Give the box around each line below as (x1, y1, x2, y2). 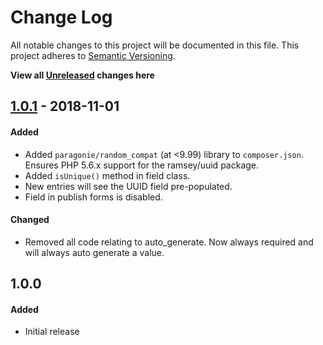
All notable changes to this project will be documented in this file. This (10, 39, 300, 51)
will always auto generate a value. (24, 246, 165, 258)
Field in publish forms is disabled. (24, 191, 163, 203)
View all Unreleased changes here (10, 69, 155, 81)
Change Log (10, 6, 113, 29)
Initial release (24, 326, 80, 338)
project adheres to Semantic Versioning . (10, 49, 176, 61)
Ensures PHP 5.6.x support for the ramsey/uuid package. (24, 159, 260, 171)
